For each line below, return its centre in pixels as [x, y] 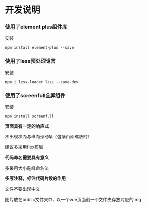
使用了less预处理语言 [30, 61]
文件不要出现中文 [23, 189]
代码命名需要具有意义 [27, 158]
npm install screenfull [30, 116]
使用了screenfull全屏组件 [35, 95]
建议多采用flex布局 [24, 147]
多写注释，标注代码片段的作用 [35, 178]
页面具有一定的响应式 [27, 126]
